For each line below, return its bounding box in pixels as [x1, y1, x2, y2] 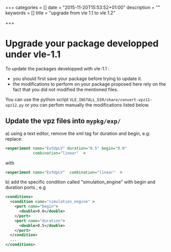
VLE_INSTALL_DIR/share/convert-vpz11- [70, 97, 153, 102]
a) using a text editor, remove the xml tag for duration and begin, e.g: [5, 130, 151, 137]
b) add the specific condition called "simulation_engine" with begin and [5, 179, 156, 185]
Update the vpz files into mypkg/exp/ [5, 117, 121, 125]
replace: [5, 135, 23, 142]
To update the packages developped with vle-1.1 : [5, 65, 110, 71]
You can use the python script [5, 96, 69, 102]
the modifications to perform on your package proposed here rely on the [12, 81, 166, 87]
